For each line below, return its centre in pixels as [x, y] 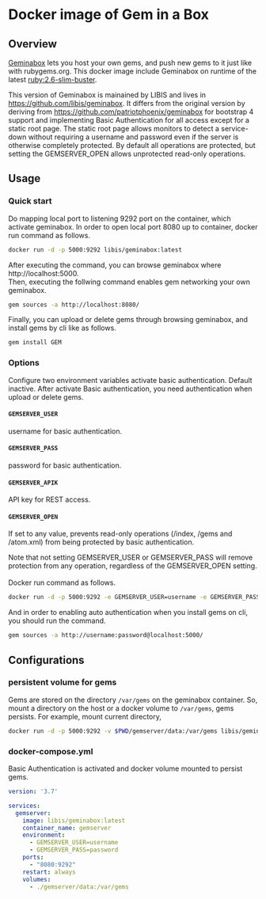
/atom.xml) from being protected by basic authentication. [101, 542]
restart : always [49, 872]
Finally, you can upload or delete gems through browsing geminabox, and [128, 320]
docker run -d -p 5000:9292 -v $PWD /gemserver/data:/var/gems [113, 731]
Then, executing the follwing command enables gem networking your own [129, 282]
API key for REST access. [49, 499]
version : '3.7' [33, 792]
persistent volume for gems [63, 682]
